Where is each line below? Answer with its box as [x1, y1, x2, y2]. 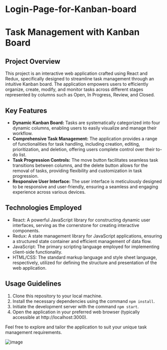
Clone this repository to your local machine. [12, 293, 102, 299]
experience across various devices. [12, 189, 86, 195]
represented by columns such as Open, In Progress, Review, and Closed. [5, 92, 155, 98]
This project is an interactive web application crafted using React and [5, 70, 148, 76]
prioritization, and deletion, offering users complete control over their [12, 147, 155, 152]
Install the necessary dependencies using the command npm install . [12, 298, 155, 304]
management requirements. [5, 329, 62, 335]
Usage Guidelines [5, 280, 61, 288]
